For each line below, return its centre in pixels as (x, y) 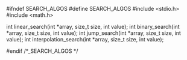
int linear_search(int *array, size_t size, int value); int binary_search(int (93, 27)
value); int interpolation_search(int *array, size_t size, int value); (85, 39)
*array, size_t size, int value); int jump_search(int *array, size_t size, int (93, 33)
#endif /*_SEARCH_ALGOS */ (42, 51)
